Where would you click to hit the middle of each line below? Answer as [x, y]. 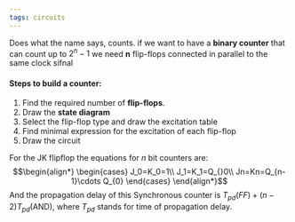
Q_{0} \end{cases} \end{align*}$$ [165, 181]
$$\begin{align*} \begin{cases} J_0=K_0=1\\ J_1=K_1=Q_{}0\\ [123, 172]
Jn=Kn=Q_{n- [260, 172]
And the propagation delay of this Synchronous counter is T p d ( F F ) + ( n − [142, 196]
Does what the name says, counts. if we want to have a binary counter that [147, 43]
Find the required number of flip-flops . [93, 103]
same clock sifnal [41, 63]
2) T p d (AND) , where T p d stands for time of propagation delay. [121, 208]
